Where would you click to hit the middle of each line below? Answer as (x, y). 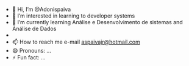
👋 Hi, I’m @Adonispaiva (41, 9)
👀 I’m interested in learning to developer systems (73, 16)
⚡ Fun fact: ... (29, 57)
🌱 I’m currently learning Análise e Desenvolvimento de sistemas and (97, 22)
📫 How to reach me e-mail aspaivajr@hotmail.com (76, 42)
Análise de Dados (34, 28)
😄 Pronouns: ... (32, 51)
